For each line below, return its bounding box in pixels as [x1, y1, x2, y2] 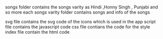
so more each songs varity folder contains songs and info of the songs [5, 9, 150, 15]
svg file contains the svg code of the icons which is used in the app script [5, 19, 156, 24]
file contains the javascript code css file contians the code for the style [5, 24, 151, 30]
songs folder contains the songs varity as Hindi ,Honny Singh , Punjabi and [5, 4, 158, 10]
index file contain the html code [5, 29, 70, 35]
